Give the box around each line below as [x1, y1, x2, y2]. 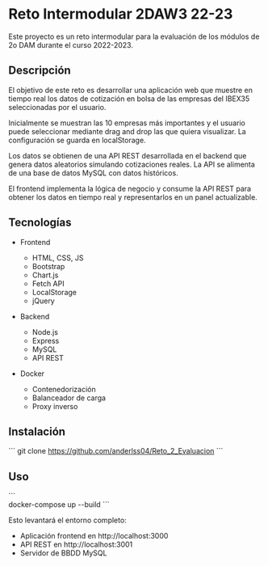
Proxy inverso [31, 401, 78, 411]
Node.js [31, 327, 59, 336]
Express [31, 336, 60, 345]
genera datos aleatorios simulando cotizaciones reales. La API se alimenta [8, 159, 256, 169]
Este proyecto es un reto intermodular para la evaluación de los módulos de [8, 32, 260, 41]
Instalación [8, 424, 66, 438]
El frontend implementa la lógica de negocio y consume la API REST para [8, 184, 252, 193]
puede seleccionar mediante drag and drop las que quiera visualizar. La [8, 126, 246, 136]
